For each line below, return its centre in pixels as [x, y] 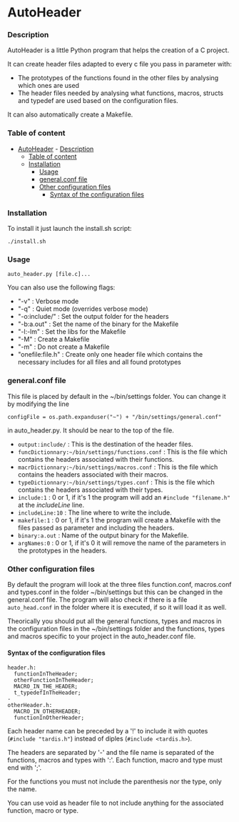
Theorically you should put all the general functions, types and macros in [115, 621]
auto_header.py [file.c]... [49, 274]
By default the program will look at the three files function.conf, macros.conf [119, 584]
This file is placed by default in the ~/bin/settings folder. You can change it [117, 396]
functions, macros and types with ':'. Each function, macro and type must [115, 760]
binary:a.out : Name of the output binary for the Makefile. [103, 535]
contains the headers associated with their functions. [96, 459]
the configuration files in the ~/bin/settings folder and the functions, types [116, 628]
